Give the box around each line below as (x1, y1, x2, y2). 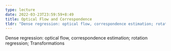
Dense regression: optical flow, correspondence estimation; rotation (5, 35, 148, 41)
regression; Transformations (5, 40, 65, 46)
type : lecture (5, 7, 36, 12)
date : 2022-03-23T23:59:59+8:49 (5, 12, 74, 17)
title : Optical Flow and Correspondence (5, 16, 93, 21)
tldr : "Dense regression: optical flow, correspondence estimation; (5, 21, 154, 26)
